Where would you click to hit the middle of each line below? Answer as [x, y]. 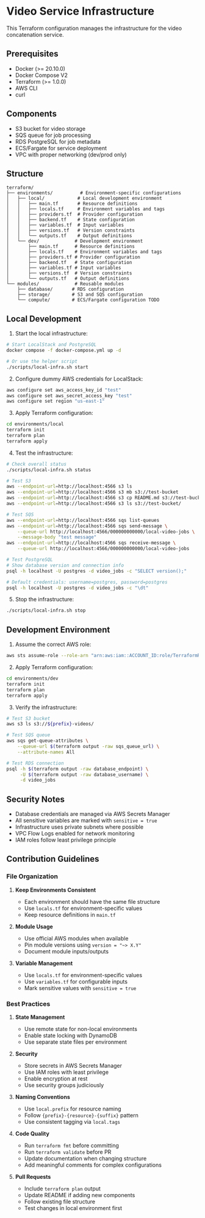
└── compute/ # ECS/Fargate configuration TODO [88, 300]
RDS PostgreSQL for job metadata [58, 141]
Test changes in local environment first [73, 1208]
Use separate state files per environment [75, 1042]
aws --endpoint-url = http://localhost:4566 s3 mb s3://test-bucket [92, 492]
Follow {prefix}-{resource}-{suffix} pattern [81, 1115]
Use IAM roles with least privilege [66, 1072]
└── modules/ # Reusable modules [65, 284]
